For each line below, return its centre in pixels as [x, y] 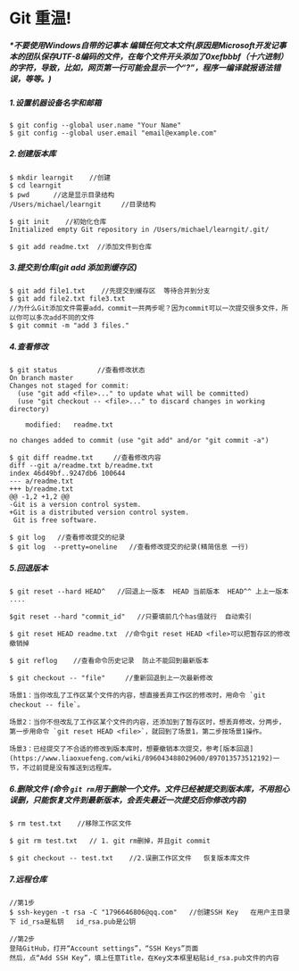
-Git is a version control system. [75, 505]
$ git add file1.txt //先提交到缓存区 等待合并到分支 [110, 291]
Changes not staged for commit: [69, 386]
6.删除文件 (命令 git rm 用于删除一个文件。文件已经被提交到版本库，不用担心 [149, 789]
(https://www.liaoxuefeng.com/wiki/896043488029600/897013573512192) [141, 759]
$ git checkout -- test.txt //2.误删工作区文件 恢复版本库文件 [130, 859]
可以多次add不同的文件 [58, 318]
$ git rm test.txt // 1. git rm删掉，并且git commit [110, 841]
